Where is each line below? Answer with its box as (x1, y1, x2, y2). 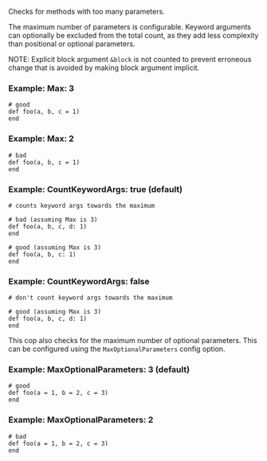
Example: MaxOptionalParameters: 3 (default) (8, 364, 190, 375)
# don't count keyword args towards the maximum (8, 294, 173, 302)
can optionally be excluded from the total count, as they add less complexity (8, 31, 259, 40)
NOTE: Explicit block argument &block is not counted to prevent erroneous (8, 55, 252, 64)
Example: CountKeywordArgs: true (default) (8, 183, 183, 194)
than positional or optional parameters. (8, 39, 135, 49)
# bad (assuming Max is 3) (8, 215, 98, 224)
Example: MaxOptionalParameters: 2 (8, 414, 154, 425)
